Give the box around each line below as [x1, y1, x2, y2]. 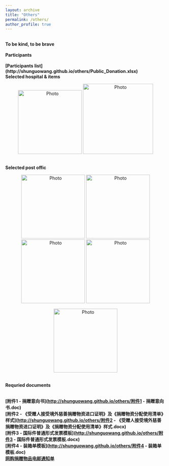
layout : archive [5, 7, 40, 13]
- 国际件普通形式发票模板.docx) [13, 436, 80, 443]
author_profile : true [5, 21, 51, 27]
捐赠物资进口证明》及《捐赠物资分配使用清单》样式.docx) [5, 424, 126, 430]
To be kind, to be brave [5, 41, 54, 47]
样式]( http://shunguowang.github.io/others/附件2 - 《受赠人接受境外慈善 [5, 417, 162, 424]
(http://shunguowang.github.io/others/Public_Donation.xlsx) [5, 68, 138, 75]
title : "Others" [5, 12, 40, 17]
